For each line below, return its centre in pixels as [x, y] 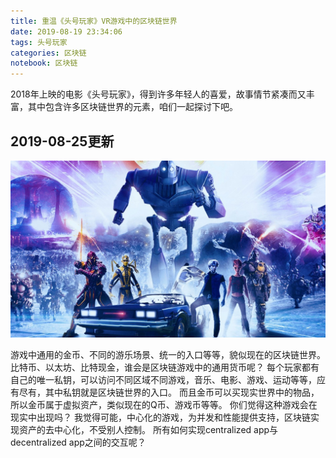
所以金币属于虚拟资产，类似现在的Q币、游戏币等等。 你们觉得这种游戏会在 [164, 405]
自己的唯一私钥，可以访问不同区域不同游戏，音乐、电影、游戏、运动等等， [163, 380]
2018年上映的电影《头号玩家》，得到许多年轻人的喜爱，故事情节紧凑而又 [158, 94]
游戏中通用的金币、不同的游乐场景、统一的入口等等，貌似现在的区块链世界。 [168, 355]
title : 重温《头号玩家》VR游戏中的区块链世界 [94, 21]
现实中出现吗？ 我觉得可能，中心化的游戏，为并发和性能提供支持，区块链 [160, 417]
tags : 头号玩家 [39, 42]
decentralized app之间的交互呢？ [78, 442]
